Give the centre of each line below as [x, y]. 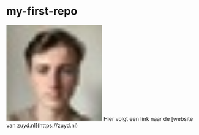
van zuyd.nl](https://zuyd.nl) [42, 125]
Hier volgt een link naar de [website [148, 118]
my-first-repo [42, 11]
